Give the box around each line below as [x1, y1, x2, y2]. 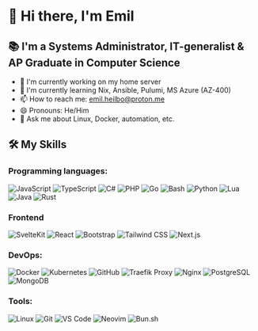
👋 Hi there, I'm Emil [8, 7, 135, 25]
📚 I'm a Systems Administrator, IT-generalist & [8, 40, 245, 53]
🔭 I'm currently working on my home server [19, 77, 161, 86]
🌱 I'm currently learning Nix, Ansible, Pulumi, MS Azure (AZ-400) [19, 86, 232, 94]
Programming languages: [8, 165, 108, 177]
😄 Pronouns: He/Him [19, 106, 89, 115]
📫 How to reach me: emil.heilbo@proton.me [19, 94, 165, 104]
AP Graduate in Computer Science [8, 55, 180, 70]
